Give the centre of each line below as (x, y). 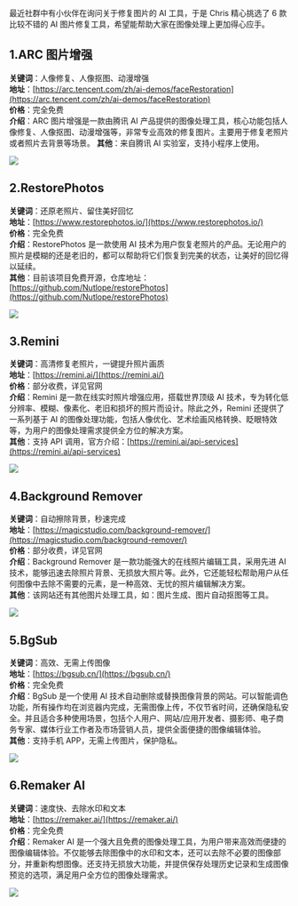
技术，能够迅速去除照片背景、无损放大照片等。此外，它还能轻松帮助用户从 (145, 573)
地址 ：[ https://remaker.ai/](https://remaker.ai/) (94, 819)
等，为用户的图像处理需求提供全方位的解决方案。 (98, 430)
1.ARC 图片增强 (51, 55)
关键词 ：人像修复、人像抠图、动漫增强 (79, 77)
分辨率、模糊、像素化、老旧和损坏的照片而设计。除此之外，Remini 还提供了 (147, 408)
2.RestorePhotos (57, 188)
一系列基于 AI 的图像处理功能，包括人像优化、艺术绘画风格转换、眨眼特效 (143, 420)
